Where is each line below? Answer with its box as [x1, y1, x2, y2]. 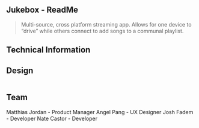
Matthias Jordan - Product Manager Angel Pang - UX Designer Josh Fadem [6, 108, 194, 115]
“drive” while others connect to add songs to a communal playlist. [20, 27, 184, 34]
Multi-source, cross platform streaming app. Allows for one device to [20, 21, 192, 28]
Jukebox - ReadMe [6, 5, 78, 15]
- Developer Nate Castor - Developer [6, 115, 98, 122]
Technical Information [6, 45, 91, 55]
